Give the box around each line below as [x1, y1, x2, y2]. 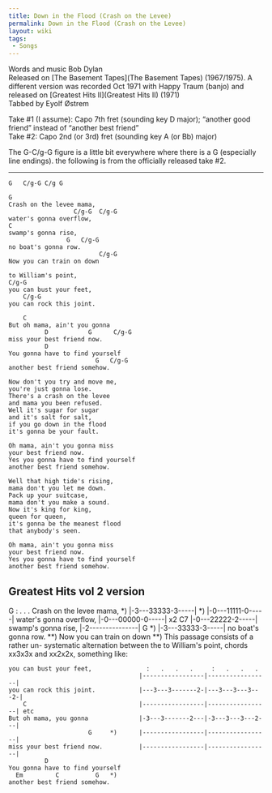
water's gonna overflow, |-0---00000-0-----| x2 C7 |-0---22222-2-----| [15, 614, 258, 624]
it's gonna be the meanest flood [8, 520, 121, 528]
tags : [8, 34, 27, 43]
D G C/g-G [44, 328, 132, 336]
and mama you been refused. [8, 399, 104, 408]
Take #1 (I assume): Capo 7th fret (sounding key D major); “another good [8, 114, 251, 124]
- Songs [11, 42, 38, 50]
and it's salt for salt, [8, 414, 92, 422]
